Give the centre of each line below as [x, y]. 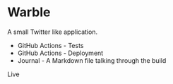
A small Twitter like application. [52, 32]
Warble [29, 12]
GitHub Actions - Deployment [60, 53]
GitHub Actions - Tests [50, 45]
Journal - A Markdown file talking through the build [92, 60]
